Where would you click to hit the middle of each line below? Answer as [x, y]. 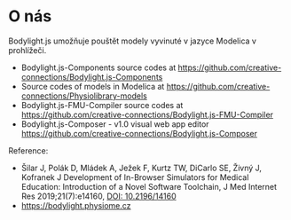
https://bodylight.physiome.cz [76, 205]
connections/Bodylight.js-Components [92, 76]
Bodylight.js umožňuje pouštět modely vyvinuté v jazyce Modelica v [132, 41]
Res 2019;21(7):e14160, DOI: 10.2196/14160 [98, 196]
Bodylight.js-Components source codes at [98, 67]
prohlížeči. [28, 50]
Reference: [28, 150]
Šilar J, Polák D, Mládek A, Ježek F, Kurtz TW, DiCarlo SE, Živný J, [142, 168]
